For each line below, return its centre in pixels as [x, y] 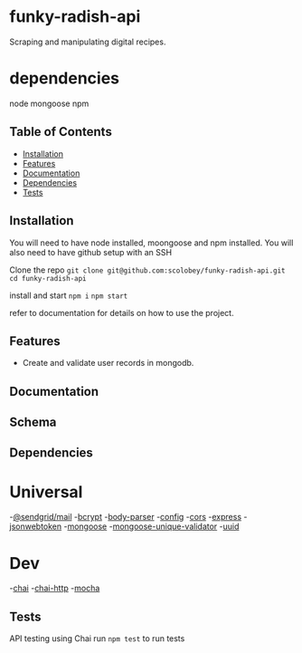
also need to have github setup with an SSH [91, 252]
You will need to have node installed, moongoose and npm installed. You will [151, 243]
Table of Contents [61, 132]
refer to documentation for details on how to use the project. [122, 312]
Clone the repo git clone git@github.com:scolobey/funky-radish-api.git [148, 270]
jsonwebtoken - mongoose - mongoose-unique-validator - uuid [124, 526]
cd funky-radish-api [48, 278]
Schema [33, 423]
